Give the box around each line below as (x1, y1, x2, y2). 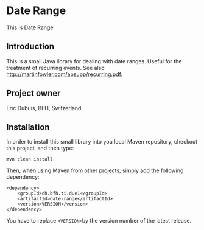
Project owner (6, 88, 61, 99)
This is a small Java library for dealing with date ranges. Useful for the (6, 57, 182, 64)
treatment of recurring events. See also (6, 64, 105, 71)
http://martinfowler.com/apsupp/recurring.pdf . (6, 71, 123, 78)
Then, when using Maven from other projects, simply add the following (6, 167, 184, 174)
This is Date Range (6, 24, 54, 31)
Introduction (6, 41, 55, 52)
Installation (6, 122, 50, 132)
